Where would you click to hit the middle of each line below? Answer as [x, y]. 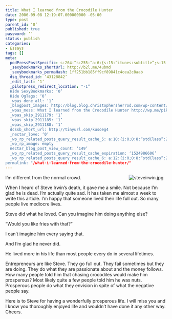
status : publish [23, 39]
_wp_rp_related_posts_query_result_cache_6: [58, 158]
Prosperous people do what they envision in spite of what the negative [80, 285]
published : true [23, 29]
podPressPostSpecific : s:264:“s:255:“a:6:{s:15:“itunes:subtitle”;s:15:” [90, 63]
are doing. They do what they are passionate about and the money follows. [84, 269]
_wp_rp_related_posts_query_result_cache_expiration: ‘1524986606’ [83, 154]
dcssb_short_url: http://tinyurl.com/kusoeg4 [59, 129]
